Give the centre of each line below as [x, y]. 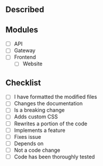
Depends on [29, 143]
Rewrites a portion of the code [51, 124]
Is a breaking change [39, 110]
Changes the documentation [48, 104]
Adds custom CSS [36, 117]
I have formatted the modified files [55, 97]
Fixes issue [28, 137]
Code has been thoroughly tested [54, 157]
